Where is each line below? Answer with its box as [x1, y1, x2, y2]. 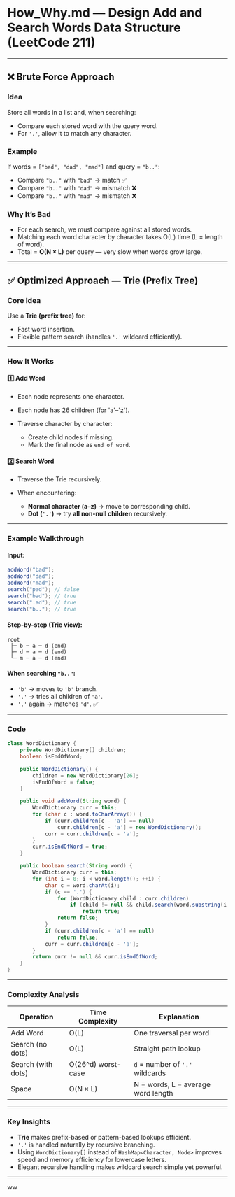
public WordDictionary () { [20, 765, 99, 772]
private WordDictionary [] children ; [20, 746, 127, 753]
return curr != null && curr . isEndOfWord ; [32, 954, 158, 961]
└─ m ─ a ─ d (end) [10, 654, 68, 662]
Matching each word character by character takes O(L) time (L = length [17, 233, 223, 241]
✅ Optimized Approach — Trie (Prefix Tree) [7, 274, 199, 286]
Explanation [158, 1012, 199, 1022]
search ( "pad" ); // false [7, 586, 80, 593]
